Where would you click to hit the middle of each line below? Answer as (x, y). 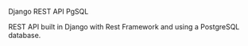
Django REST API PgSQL (48, 11)
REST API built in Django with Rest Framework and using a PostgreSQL (124, 27)
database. (25, 35)
